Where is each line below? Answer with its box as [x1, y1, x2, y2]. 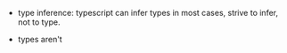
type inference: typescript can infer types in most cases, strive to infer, [17, 8, 279, 18]
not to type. [17, 17, 61, 27]
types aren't [17, 34, 62, 44]
